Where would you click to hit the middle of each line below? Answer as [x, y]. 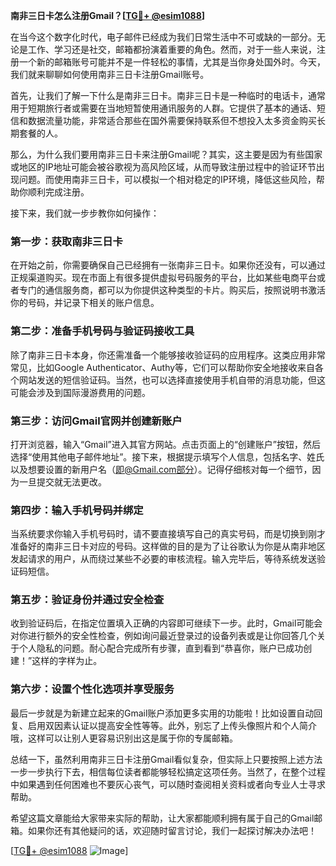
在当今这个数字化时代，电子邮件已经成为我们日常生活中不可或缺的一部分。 [163, 37]
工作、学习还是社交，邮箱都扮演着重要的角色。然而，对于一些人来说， [172, 49]
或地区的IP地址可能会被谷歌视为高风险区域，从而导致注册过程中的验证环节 [163, 167]
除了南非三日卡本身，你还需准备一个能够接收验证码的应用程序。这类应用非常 [168, 355]
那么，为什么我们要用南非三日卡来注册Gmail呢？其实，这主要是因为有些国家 [166, 154]
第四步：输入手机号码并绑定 [77, 510]
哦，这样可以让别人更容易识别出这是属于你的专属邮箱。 [124, 738]
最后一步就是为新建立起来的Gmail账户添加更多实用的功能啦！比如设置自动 [162, 713]
